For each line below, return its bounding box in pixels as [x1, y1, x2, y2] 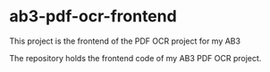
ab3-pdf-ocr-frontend [9, 6, 177, 27]
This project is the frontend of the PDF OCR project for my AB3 [9, 36, 241, 46]
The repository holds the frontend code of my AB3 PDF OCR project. [9, 52, 262, 63]
